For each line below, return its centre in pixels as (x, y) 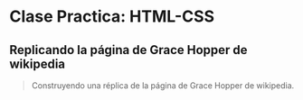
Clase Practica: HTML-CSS (112, 17)
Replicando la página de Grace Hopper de (128, 50)
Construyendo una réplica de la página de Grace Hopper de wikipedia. (163, 86)
